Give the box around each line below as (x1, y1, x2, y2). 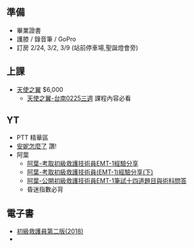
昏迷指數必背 (26, 185, 64, 193)
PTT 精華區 (16, 133, 49, 142)
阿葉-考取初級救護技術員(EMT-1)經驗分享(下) (26, 168, 153, 176)
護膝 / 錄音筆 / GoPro (16, 35, 77, 43)
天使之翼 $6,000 (16, 85, 64, 93)
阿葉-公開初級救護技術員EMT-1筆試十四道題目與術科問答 (26, 177, 187, 185)
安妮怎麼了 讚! (16, 142, 57, 151)
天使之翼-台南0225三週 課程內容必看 (26, 94, 132, 102)
